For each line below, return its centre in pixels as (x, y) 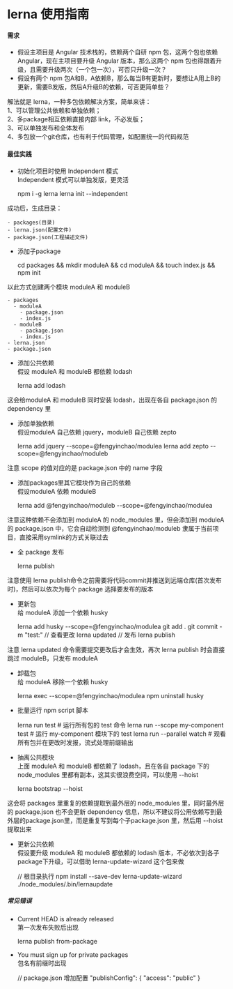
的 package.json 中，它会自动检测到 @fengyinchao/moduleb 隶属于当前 (110, 528)
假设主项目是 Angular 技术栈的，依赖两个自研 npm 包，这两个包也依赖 (117, 52)
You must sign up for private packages (73, 954)
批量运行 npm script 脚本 (53, 710)
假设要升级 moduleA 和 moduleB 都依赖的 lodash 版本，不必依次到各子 (118, 852)
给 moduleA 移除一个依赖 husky (63, 681)
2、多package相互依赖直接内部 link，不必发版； (76, 119)
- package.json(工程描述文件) (48, 237)
